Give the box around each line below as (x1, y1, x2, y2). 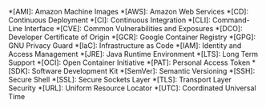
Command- (212, 15, 250, 25)
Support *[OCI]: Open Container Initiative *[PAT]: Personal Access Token (8, 58, 251, 67)
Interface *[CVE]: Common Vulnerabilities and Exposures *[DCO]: (23, 24, 243, 33)
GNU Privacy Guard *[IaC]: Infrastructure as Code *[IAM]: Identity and (8, 41, 242, 50)
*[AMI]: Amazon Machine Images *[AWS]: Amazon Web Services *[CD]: (8, 7, 249, 16)
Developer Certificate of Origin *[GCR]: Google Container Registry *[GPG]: (8, 32, 256, 42)
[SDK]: (8, 66, 30, 75)
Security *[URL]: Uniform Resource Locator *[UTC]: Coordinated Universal (8, 83, 256, 93)
